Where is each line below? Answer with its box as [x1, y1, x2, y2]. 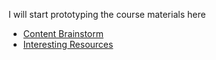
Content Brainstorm [22, 28, 105, 39]
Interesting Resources [22, 39, 114, 50]
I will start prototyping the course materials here [8, 9, 206, 20]
